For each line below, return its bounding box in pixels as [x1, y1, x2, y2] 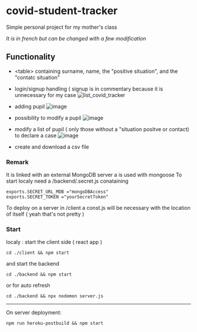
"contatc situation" [14, 73, 60, 81]
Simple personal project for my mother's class [6, 24, 117, 31]
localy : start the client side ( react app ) [6, 239, 103, 246]
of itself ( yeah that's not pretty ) [6, 210, 84, 218]
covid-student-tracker [6, 4, 118, 18]
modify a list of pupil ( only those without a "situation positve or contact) [14, 125, 189, 133]
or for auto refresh [6, 282, 51, 289]
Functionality [6, 52, 56, 62]
